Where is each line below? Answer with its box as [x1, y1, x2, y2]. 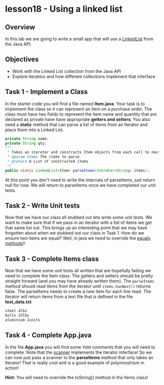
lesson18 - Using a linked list [5, 3, 123, 15]
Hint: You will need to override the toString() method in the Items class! [5, 374, 148, 380]
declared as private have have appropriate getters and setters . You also [5, 116, 150, 122]
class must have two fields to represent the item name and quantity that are [5, 111, 157, 117]
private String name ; [5, 136, 49, 141]
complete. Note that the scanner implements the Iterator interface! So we [5, 349, 152, 355]
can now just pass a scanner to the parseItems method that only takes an [5, 354, 154, 361]
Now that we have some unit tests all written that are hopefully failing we [5, 268, 151, 274]
